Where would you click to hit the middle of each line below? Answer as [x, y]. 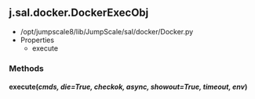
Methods [26, 68]
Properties [37, 40]
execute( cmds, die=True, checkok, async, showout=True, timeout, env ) [128, 87]
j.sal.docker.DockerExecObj [79, 13]
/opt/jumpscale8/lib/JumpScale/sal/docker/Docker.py [107, 31]
